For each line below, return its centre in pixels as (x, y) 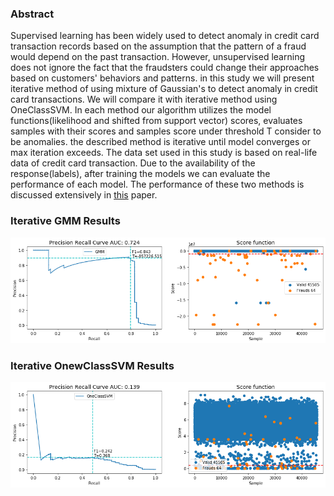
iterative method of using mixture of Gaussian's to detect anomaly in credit (164, 89)
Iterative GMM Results (65, 221)
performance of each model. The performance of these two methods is (157, 184)
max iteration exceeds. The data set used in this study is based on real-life (164, 153)
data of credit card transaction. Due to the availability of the (133, 163)
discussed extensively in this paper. (84, 195)
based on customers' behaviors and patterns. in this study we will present (162, 78)
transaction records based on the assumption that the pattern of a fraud (158, 46)
